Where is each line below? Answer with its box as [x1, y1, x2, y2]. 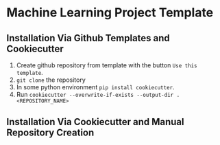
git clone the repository [16, 76, 86, 84]
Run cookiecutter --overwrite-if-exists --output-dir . [16, 91, 180, 98]
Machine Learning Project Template [6, 5, 214, 21]
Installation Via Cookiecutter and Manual [6, 116, 184, 128]
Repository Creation [6, 127, 95, 139]
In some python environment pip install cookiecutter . [16, 83, 175, 91]
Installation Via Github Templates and [6, 32, 171, 44]
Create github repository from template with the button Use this [16, 61, 197, 69]
